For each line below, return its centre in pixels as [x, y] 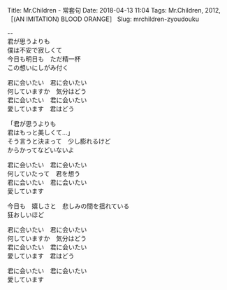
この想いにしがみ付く [38, 68]
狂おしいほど [25, 215]
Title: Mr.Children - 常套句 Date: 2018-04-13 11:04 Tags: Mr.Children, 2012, [114, 10]
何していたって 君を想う [44, 173]
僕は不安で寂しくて [35, 50]
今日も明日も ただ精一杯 [44, 59]
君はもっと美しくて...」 [41, 132]
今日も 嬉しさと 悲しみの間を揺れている [68, 206]
